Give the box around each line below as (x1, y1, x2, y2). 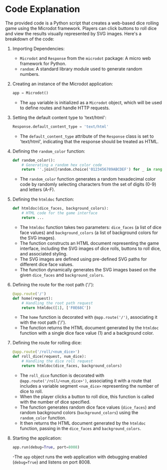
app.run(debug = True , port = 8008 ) (12, 445, 80, 450)
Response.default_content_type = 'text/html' (12, 124, 109, 129)
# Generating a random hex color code (21, 162, 102, 168)
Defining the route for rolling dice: (12, 340, 82, 346)
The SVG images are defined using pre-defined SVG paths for (19, 256, 147, 262)
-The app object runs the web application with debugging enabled (12, 454, 147, 460)
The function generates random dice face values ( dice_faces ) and (19, 404, 156, 410)
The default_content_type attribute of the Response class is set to (19, 133, 154, 139)
